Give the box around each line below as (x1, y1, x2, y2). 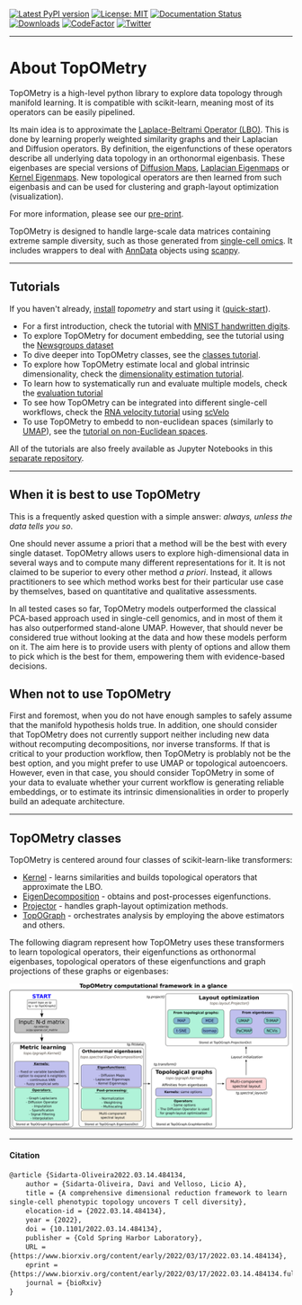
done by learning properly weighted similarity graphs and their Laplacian (9, 133, 279, 144)
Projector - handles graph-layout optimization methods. (22, 901, 229, 911)
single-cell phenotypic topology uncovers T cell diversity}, (9, 1198, 247, 1207)
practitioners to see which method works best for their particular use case (9, 576, 284, 587)
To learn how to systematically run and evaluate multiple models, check (22, 377, 288, 388)
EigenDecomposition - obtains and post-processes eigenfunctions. (22, 891, 271, 902)
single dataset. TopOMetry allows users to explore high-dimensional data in (9, 547, 289, 558)
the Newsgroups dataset (22, 340, 114, 351)
